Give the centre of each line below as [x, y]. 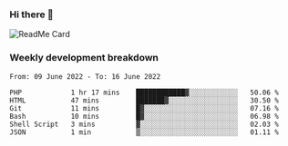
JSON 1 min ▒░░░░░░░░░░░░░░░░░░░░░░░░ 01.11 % [144, 132]
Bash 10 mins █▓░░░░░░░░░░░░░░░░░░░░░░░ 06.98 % [144, 116]
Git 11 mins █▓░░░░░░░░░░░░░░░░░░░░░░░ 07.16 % [144, 108]
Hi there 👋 [32, 15]
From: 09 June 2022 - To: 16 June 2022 [85, 76]
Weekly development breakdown [84, 58]
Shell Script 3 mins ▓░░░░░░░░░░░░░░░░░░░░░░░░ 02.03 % [144, 124]
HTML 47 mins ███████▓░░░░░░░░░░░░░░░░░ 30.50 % [144, 100]
